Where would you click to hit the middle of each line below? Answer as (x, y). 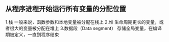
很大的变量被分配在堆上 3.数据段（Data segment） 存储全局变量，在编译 (86, 28)
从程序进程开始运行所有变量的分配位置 (66, 9)
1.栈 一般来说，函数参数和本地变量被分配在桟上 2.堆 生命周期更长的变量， (82, 22)
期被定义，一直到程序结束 (32, 34)
